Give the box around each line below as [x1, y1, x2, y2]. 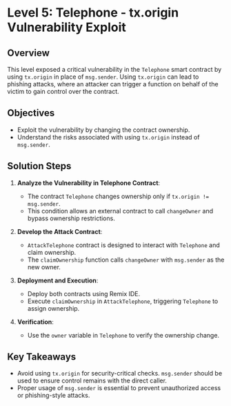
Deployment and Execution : [17, 276, 99, 284]
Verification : [17, 318, 54, 326]
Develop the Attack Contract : [17, 227, 103, 235]
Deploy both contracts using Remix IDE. [27, 289, 141, 298]
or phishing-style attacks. [17, 391, 90, 400]
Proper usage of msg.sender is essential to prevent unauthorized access [17, 384, 221, 392]
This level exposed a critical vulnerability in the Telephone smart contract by [7, 66, 222, 73]
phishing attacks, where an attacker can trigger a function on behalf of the [7, 80, 219, 88]
